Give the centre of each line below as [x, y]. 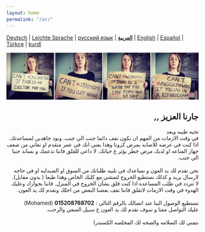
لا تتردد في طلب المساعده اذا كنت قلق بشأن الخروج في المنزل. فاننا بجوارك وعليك [105, 183]
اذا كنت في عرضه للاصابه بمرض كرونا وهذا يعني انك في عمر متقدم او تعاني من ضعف [103, 144]
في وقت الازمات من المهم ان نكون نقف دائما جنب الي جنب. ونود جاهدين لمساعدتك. [104, 138]
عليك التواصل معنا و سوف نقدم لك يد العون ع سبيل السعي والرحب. [122, 209]
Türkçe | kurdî [24, 44]
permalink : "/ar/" [30, 19]
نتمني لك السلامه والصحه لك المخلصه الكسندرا [146, 222]
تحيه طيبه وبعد [182, 131]
